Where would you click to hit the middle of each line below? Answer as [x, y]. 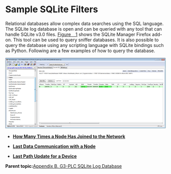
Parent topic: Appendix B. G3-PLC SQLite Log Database [64, 166]
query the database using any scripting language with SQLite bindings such [84, 45]
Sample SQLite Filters [52, 9]
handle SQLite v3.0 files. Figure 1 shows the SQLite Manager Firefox [78, 34]
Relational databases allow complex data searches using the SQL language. [84, 23]
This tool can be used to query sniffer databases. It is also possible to [86, 40]
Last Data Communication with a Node [54, 146]
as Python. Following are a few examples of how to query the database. [80, 51]
